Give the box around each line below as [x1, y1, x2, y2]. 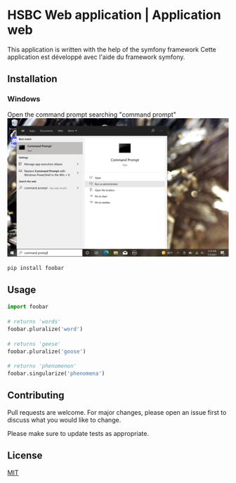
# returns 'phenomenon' [7, 363, 77, 370]
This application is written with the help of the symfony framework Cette [7, 45, 216, 53]
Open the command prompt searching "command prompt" [7, 110, 177, 119]
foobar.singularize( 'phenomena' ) [7, 370, 105, 378]
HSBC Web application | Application [7, 7, 221, 23]
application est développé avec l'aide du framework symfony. [7, 53, 185, 61]
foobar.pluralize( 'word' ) [7, 326, 83, 333]
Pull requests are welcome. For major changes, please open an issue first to [7, 408, 227, 416]
